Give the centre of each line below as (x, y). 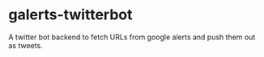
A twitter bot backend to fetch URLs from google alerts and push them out (132, 37)
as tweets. (26, 45)
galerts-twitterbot (70, 15)
